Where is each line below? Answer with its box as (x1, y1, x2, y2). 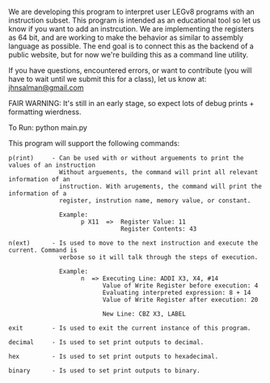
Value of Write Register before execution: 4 (102, 282, 259, 290)
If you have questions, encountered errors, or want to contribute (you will (8, 66, 252, 75)
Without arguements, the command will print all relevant (59, 168, 259, 177)
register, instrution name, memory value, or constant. (59, 197, 251, 205)
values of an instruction (8, 161, 95, 169)
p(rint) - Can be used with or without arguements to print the (8, 154, 244, 162)
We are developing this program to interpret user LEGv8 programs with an (8, 7, 255, 16)
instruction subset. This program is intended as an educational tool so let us (8, 15, 261, 25)
